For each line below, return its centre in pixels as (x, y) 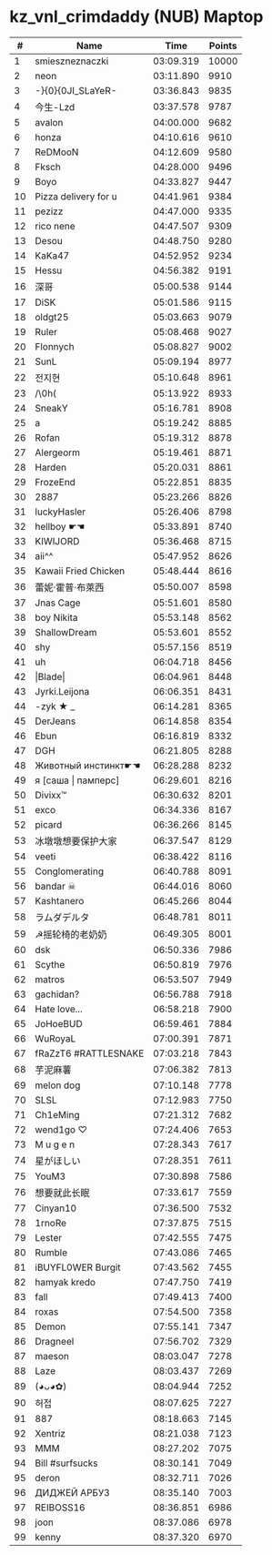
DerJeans (55, 721)
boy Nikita (56, 617)
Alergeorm (57, 452)
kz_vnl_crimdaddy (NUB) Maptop (136, 17)
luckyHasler (60, 512)
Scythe (50, 964)
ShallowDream (66, 632)
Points (223, 46)
